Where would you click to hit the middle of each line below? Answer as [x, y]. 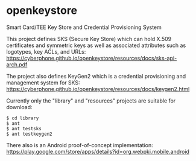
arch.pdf [17, 65]
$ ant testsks [24, 128]
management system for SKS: [43, 83]
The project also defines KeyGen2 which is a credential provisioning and [96, 76]
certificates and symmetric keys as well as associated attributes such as [96, 45]
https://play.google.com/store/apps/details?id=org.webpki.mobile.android [98, 151]
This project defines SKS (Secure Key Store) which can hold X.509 [89, 39]
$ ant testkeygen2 [29, 134]
